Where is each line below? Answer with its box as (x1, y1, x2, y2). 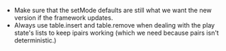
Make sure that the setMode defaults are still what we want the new (13, 6, 213, 14)
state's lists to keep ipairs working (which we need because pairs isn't (13, 28, 220, 37)
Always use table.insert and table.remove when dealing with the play (13, 21, 215, 29)
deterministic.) (13, 36, 57, 45)
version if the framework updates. (13, 13, 113, 22)
